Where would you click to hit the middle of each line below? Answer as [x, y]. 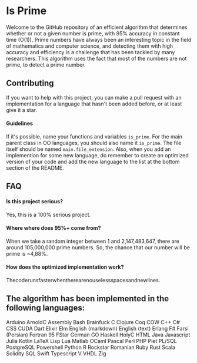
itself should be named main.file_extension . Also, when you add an [89, 149]
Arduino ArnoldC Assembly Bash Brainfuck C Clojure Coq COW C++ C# [93, 322]
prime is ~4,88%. [27, 253]
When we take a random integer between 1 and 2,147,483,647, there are [93, 241]
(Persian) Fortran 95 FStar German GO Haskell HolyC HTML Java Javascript [98, 335]
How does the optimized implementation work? [65, 267]
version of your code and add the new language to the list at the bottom [93, 161]
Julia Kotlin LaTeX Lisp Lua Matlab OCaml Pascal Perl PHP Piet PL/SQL [92, 341]
